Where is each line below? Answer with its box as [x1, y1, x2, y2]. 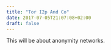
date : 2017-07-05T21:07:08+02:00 [6, 15, 91, 21]
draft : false [6, 20, 40, 26]
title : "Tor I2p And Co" [6, 9, 70, 15]
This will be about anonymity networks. [6, 37, 106, 45]
